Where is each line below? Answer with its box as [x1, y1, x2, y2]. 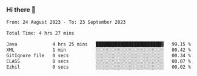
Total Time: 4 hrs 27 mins [6, 30, 75, 36]
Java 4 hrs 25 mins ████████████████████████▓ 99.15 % [6, 41, 191, 47]
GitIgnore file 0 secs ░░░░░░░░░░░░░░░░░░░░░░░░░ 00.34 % [6, 52, 191, 58]
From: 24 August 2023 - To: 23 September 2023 [6, 19, 126, 26]
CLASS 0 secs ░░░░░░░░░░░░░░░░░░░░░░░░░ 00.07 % [6, 58, 191, 64]
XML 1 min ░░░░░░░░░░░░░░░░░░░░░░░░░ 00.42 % [6, 47, 191, 53]
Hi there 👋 [6, 5, 36, 14]
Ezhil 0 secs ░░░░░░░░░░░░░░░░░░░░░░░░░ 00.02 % [6, 64, 191, 70]
